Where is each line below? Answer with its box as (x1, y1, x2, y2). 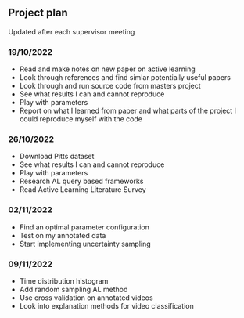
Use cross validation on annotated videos (19, 293, 154, 302)
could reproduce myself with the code (19, 114, 143, 124)
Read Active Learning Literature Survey (19, 185, 146, 194)
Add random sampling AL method (19, 285, 128, 294)
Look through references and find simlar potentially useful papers (19, 73, 231, 82)
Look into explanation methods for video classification (19, 302, 194, 310)
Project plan (8, 6, 68, 20)
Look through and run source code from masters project (19, 81, 201, 91)
